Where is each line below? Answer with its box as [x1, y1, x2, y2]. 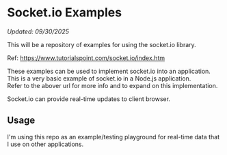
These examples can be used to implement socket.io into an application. [7, 67, 211, 75]
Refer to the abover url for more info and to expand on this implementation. [7, 81, 218, 89]
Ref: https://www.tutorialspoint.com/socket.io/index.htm [7, 53, 165, 62]
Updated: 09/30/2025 [7, 27, 70, 36]
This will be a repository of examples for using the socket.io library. [7, 40, 196, 48]
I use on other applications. [7, 140, 84, 148]
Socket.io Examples [7, 5, 122, 20]
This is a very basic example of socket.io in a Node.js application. [7, 74, 191, 83]
